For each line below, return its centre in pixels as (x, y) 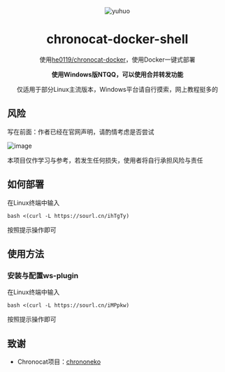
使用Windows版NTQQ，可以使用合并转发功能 (117, 74)
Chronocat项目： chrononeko (59, 362)
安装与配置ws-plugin (43, 275)
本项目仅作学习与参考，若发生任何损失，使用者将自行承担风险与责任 (105, 160)
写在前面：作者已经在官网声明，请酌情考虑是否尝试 (81, 132)
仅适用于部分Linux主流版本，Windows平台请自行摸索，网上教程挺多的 (117, 89)
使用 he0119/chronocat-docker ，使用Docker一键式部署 (117, 60)
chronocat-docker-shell (117, 40)
